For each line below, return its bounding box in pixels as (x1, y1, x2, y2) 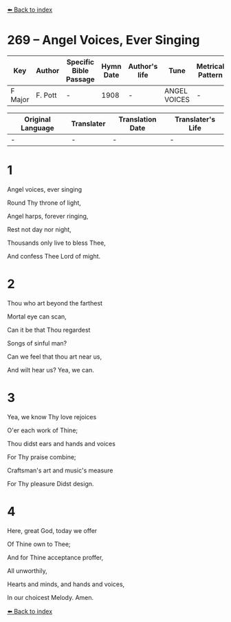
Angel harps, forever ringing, (7, 212, 89, 220)
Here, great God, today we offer (7, 526, 98, 534)
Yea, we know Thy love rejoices (7, 412, 97, 421)
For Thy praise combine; (7, 452, 77, 461)
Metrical (196, 61, 225, 71)
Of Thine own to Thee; (7, 540, 71, 548)
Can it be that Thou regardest (7, 325, 91, 334)
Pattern (198, 70, 223, 79)
